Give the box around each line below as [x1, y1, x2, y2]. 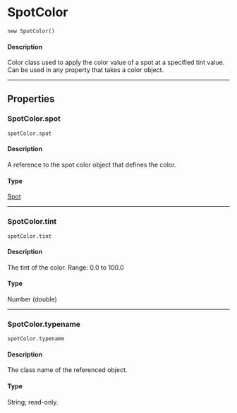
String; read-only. [7, 397, 59, 406]
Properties [7, 92, 55, 104]
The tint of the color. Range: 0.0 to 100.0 [7, 263, 125, 272]
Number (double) [7, 294, 58, 304]
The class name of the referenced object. [7, 366, 128, 374]
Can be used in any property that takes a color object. [7, 66, 164, 74]
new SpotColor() [7, 28, 55, 35]
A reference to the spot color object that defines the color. [7, 160, 176, 169]
